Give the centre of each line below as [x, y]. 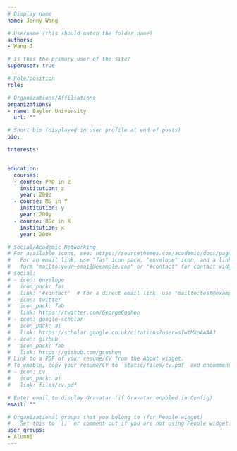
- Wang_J [20, 47]
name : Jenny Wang [33, 20]
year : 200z [36, 195]
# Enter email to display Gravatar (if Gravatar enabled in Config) [110, 398]
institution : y [42, 208]
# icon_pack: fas [36, 286]
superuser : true [31, 66]
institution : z [42, 188]
